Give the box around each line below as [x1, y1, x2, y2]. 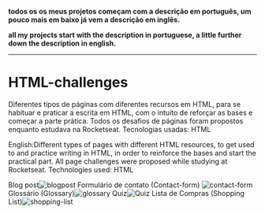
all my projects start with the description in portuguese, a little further [8, 31, 242, 39]
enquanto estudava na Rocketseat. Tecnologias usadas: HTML [8, 124, 211, 134]
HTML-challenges [8, 74, 129, 91]
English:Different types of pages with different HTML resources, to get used [8, 139, 255, 149]
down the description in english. [8, 39, 117, 48]
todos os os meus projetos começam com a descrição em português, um [8, 7, 252, 16]
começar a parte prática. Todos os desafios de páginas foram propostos [8, 116, 244, 125]
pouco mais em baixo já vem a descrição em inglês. [8, 15, 181, 24]
